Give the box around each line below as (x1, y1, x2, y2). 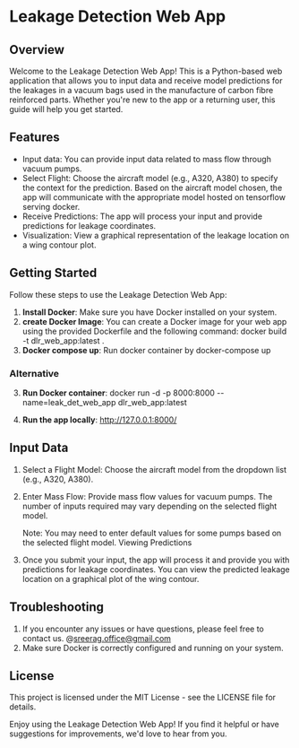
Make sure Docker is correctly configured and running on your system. (21, 642, 284, 653)
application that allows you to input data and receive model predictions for (9, 75, 283, 86)
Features (9, 130, 60, 145)
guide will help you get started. (9, 104, 124, 114)
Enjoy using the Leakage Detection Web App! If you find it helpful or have (9, 719, 279, 730)
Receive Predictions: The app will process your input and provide (21, 211, 262, 222)
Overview (9, 42, 65, 57)
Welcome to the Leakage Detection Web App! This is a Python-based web (9, 65, 283, 76)
